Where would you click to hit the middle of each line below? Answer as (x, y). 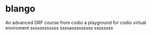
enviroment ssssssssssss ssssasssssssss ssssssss (59, 27)
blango (20, 9)
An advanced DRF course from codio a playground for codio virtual (76, 22)
